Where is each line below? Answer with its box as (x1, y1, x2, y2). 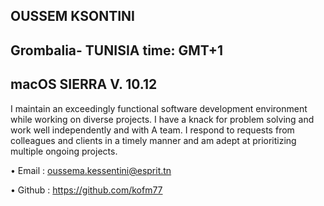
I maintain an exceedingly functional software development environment (10, 102, 308, 114)
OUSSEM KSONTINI (10, 8, 135, 25)
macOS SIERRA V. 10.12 (10, 76, 158, 93)
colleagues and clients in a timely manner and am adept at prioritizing (10, 134, 297, 146)
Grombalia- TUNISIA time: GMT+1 (10, 42, 224, 59)
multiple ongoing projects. (10, 145, 118, 157)
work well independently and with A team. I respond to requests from (10, 124, 295, 136)
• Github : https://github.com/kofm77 (10, 184, 163, 196)
